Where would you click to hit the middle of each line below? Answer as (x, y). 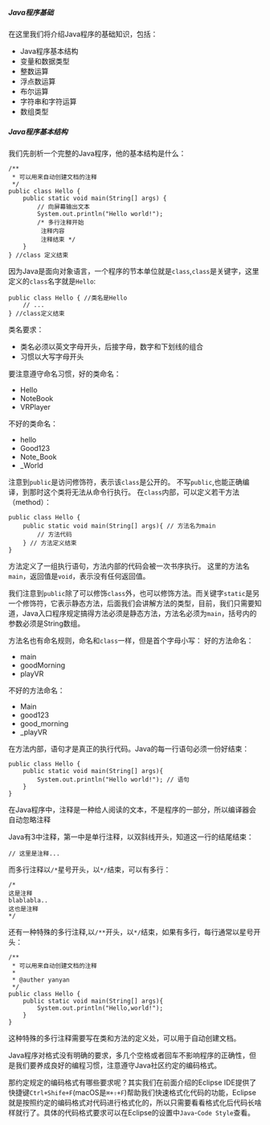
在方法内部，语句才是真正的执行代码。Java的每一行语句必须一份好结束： (129, 748)
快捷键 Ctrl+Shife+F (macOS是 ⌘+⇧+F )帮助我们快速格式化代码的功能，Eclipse (133, 1092)
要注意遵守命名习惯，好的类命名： (65, 374)
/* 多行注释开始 (61, 222)
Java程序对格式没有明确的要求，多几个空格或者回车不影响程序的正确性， (129, 1055)
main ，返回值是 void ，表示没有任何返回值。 (79, 576)
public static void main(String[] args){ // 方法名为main (119, 526)
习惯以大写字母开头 (52, 356)
